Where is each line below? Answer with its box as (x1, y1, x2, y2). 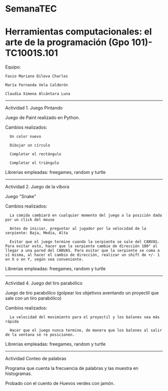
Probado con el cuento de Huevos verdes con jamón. (5, 380, 115, 386)
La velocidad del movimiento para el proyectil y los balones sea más (9, 315, 160, 320)
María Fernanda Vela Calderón (5, 82, 68, 88)
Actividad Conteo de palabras (5, 355, 66, 362)
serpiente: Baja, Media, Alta (5, 231, 68, 236)
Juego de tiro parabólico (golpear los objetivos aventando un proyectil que (5, 290, 159, 296)
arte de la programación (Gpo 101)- (5, 37, 152, 48)
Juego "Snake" (5, 193, 36, 200)
